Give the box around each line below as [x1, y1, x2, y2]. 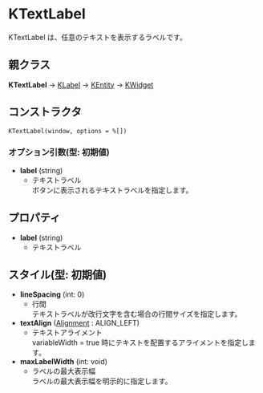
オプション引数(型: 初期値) [8, 147, 110, 158]
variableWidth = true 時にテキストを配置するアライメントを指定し [31, 338, 249, 347]
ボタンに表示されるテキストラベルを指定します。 [31, 185, 193, 195]
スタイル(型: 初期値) [8, 268, 107, 282]
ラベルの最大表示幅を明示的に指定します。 [31, 376, 172, 386]
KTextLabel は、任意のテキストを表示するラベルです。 [8, 32, 187, 42]
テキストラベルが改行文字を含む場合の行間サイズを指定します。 [31, 310, 242, 319]
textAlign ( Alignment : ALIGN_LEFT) [19, 318, 140, 328]
